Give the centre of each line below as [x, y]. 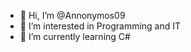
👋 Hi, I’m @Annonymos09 [72, 15]
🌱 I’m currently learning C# [75, 36]
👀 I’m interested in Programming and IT [100, 26]
